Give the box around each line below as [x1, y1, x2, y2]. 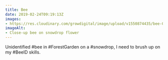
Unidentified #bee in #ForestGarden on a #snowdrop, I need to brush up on [5, 44, 160, 50]
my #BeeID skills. [5, 49, 41, 55]
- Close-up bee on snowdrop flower [5, 30, 79, 35]
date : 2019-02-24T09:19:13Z [5, 12, 64, 17]
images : [5, 16, 21, 21]
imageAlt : [5, 26, 26, 31]
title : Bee [5, 7, 28, 12]
